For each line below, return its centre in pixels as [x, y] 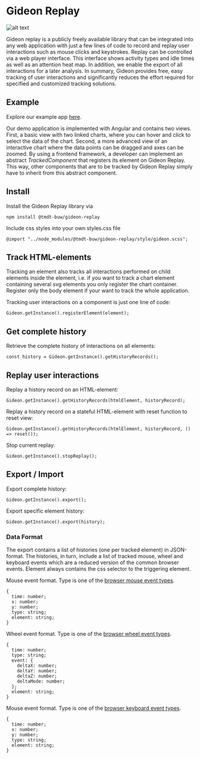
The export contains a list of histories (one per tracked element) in [87, 550]
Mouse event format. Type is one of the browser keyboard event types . [94, 708]
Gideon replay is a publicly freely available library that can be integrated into [100, 39]
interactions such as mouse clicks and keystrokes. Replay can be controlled [99, 51]
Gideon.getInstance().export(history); [56, 522]
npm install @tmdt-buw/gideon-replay [53, 217]
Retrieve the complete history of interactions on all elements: [81, 346]
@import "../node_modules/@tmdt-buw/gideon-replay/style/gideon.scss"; [97, 239]
